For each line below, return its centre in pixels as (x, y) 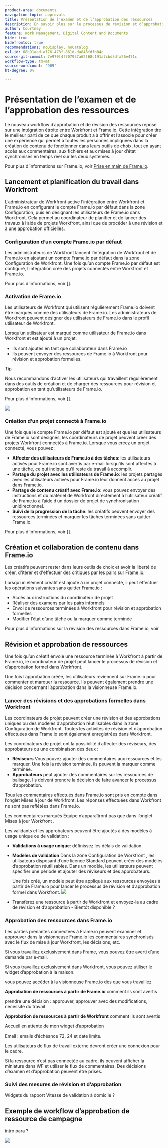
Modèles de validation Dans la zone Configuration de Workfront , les (83, 855)
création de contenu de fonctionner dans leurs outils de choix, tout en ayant (83, 146)
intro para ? (17, 1131)
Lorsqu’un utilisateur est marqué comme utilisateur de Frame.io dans (76, 333)
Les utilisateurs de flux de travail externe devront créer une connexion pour (83, 1046)
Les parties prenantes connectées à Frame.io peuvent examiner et (73, 931)
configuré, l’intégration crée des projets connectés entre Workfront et (77, 269)
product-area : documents (31, 10)
